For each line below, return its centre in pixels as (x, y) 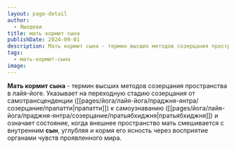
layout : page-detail (38, 14)
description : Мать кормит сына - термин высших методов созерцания (108, 46)
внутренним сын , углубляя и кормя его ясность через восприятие (108, 130)
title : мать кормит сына (44, 33)
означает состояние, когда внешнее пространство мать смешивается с (116, 122)
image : (17, 66)
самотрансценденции (40, 100)
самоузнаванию (140, 108)
